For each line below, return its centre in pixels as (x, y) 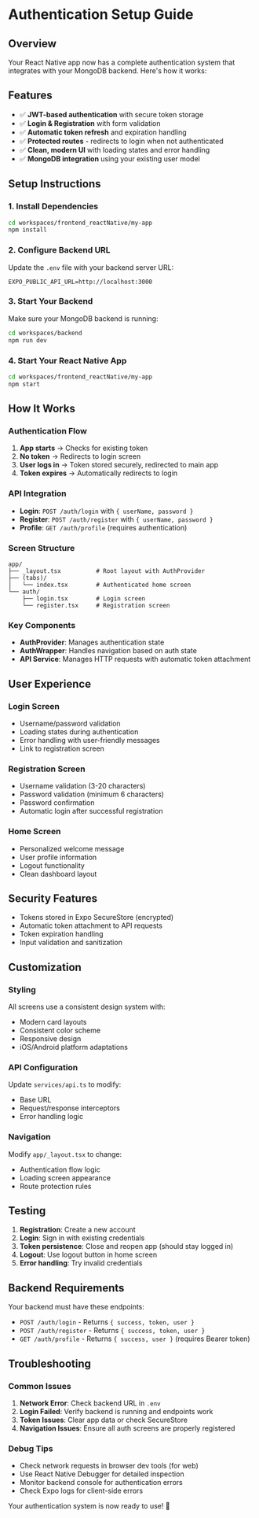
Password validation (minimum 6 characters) (92, 794)
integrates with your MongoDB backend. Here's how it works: (108, 71)
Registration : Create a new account (77, 1230)
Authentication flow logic (60, 1169)
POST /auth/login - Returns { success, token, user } (107, 1322)
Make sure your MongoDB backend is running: (83, 318)
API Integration (37, 493)
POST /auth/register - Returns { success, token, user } (112, 1331)
